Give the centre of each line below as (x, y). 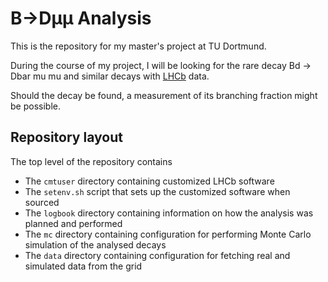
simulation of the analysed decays (95, 244)
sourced (42, 202)
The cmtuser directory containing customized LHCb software (149, 181)
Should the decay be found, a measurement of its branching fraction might (164, 95)
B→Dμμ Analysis (81, 18)
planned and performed (73, 223)
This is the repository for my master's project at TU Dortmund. (138, 46)
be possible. (35, 106)
